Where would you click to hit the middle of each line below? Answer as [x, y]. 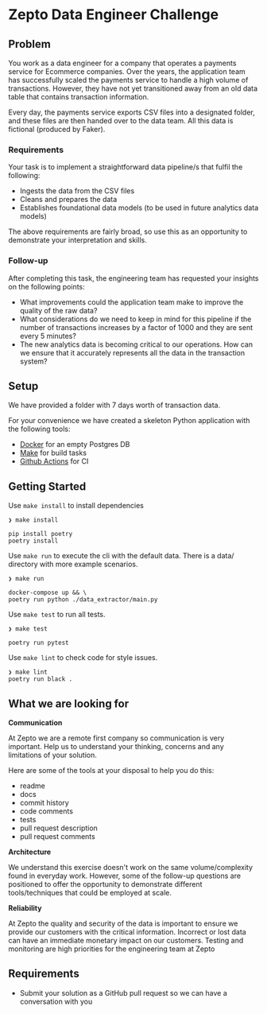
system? [33, 361]
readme [32, 786]
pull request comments [57, 837]
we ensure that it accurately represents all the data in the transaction [132, 352]
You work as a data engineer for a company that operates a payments [122, 63]
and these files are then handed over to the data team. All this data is [121, 120]
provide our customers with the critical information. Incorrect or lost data [127, 932]
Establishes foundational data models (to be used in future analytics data [139, 208]
